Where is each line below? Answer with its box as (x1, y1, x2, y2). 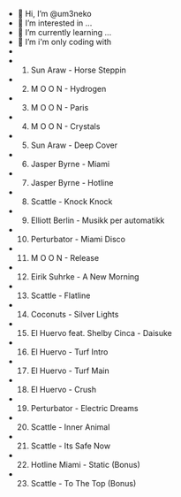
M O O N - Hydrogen (30, 84, 107, 94)
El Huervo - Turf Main (30, 365, 110, 376)
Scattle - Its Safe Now (30, 440, 111, 451)
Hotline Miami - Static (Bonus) (30, 460, 141, 470)
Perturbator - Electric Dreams (30, 403, 139, 413)
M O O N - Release (30, 253, 100, 263)
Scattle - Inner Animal (30, 422, 110, 432)
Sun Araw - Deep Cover (30, 140, 117, 150)
